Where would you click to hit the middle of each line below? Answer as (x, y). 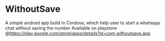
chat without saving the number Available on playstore (61, 28)
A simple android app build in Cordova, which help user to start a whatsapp (83, 23)
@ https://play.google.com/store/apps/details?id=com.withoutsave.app (78, 33)
